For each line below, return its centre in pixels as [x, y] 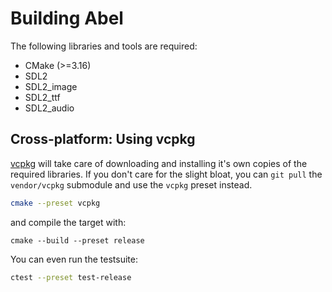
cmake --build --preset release [77, 240]
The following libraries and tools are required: [104, 46]
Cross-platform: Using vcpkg [103, 139]
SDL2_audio [49, 108]
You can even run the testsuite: [74, 259]
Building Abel [67, 18]
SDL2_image [51, 86]
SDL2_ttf [42, 97]
